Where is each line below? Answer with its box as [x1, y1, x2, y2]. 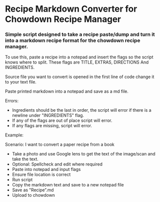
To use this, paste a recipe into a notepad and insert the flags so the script [5, 54, 154, 60]
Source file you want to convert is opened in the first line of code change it [5, 74, 155, 80]
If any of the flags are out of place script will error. [12, 118, 112, 123]
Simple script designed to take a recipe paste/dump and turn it [5, 31, 155, 38]
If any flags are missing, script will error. [12, 123, 92, 129]
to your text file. [5, 79, 37, 85]
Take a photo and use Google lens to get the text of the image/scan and [12, 151, 156, 157]
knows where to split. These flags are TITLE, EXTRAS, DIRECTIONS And [5, 59, 149, 65]
